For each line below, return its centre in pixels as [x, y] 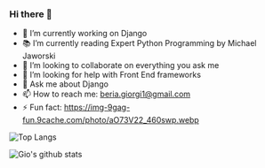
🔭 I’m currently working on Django [84, 34]
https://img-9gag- [97, 107]
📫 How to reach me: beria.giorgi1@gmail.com [106, 94]
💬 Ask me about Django [65, 84]
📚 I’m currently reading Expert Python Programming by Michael [139, 43]
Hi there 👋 [31, 14]
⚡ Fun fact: [42, 107]
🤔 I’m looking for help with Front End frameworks [112, 75]
